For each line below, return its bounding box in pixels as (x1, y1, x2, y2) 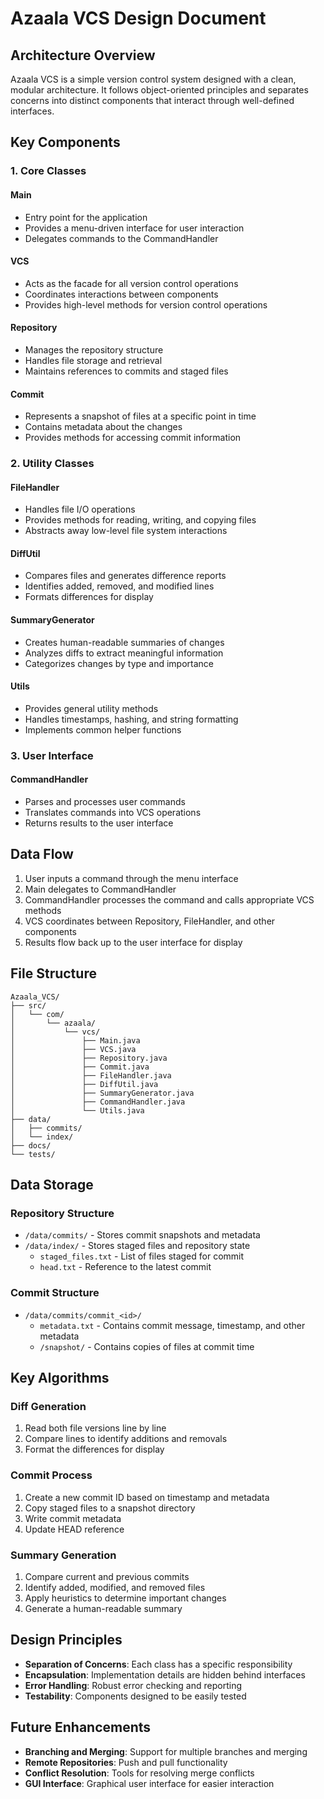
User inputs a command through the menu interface (24, 872, 239, 884)
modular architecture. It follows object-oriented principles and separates (10, 84, 309, 96)
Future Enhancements (10, 1719, 152, 1736)
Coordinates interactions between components (24, 288, 219, 300)
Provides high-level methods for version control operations (24, 298, 268, 311)
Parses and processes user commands (24, 795, 186, 807)
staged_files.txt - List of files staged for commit (39, 1250, 245, 1262)
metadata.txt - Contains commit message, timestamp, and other (39, 1319, 306, 1331)
